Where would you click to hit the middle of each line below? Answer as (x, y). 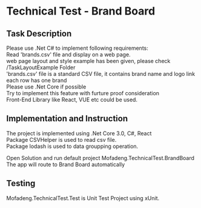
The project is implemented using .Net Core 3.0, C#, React (79, 133)
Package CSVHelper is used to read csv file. (61, 139)
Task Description (39, 34)
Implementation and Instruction (67, 119)
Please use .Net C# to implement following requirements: (77, 48)
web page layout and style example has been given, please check (88, 61)
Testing (21, 183)
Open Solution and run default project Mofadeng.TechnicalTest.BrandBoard (100, 158)
